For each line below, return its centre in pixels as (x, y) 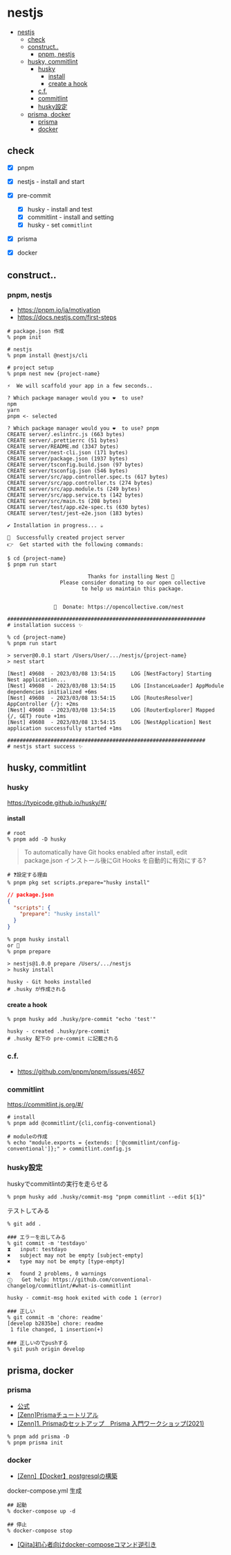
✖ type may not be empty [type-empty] (66, 1262)
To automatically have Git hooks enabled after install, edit (106, 852)
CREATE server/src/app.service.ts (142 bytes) (75, 495)
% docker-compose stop (40, 1531)
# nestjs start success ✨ (45, 746)
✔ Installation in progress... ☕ (55, 525)
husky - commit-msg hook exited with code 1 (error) (85, 1298)
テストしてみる (28, 1211)
